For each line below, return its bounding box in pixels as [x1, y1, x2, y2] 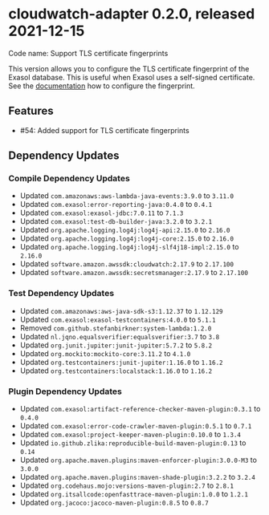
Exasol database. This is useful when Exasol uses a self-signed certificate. [8, 72, 255, 82]
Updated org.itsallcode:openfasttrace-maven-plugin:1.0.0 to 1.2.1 [19, 489, 249, 499]
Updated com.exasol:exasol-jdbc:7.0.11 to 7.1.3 [19, 208, 184, 217]
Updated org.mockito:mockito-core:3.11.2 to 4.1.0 [19, 348, 191, 358]
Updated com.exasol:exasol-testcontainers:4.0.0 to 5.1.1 [19, 314, 216, 324]
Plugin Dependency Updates [8, 386, 122, 397]
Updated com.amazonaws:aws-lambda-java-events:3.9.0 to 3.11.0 [19, 191, 234, 201]
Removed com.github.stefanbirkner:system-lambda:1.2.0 [19, 322, 212, 333]
